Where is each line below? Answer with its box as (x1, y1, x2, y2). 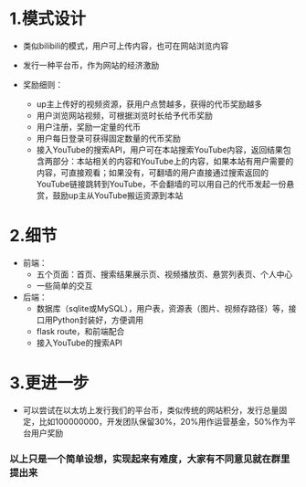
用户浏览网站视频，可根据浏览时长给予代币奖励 (36, 110, 213, 121)
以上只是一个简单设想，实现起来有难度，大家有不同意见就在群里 (9, 452, 290, 465)
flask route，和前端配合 (36, 325, 125, 336)
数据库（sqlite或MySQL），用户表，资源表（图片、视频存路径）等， (36, 302, 290, 313)
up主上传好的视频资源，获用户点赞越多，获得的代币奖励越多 (36, 98, 263, 110)
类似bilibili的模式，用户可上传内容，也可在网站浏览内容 (22, 40, 229, 51)
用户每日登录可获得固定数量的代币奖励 (36, 132, 181, 143)
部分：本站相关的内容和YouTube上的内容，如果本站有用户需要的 (52, 155, 294, 166)
